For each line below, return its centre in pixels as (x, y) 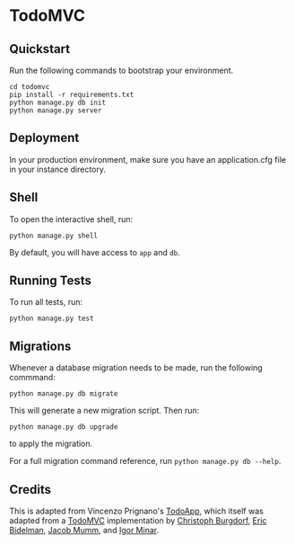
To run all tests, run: (46, 302)
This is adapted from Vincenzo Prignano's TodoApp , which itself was (137, 511)
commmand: (32, 378)
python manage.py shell (54, 236)
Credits (30, 490)
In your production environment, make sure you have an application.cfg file (148, 159)
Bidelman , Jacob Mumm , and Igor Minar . (84, 531)
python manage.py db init (57, 103)
